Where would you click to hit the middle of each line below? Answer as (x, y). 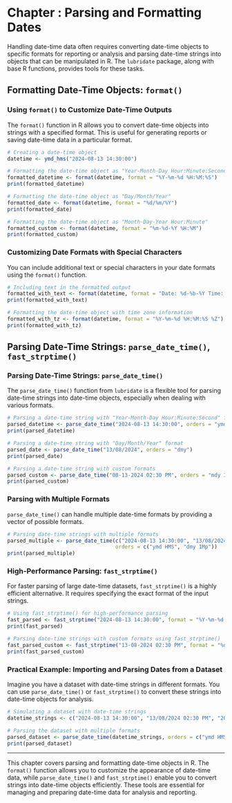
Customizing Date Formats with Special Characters (95, 252)
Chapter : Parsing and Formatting (105, 13)
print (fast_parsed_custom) (46, 651)
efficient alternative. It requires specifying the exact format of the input (108, 593)
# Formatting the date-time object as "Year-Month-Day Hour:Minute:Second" (118, 171)
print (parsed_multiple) (41, 554)
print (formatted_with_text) (48, 300)
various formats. (30, 405)
